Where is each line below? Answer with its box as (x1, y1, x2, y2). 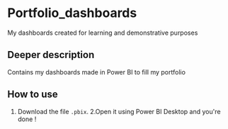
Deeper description (7, 49, 95, 61)
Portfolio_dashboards (7, 5, 137, 21)
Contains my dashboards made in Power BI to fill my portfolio (7, 67, 186, 76)
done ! (17, 115, 37, 123)
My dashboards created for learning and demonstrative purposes (7, 28, 198, 37)
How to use (7, 89, 58, 101)
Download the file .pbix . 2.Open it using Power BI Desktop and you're (17, 107, 221, 116)
